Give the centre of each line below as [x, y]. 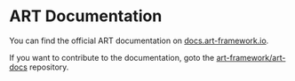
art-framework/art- [251, 57]
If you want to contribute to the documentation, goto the [112, 57]
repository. [49, 67]
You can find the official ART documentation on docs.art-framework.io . [139, 40]
